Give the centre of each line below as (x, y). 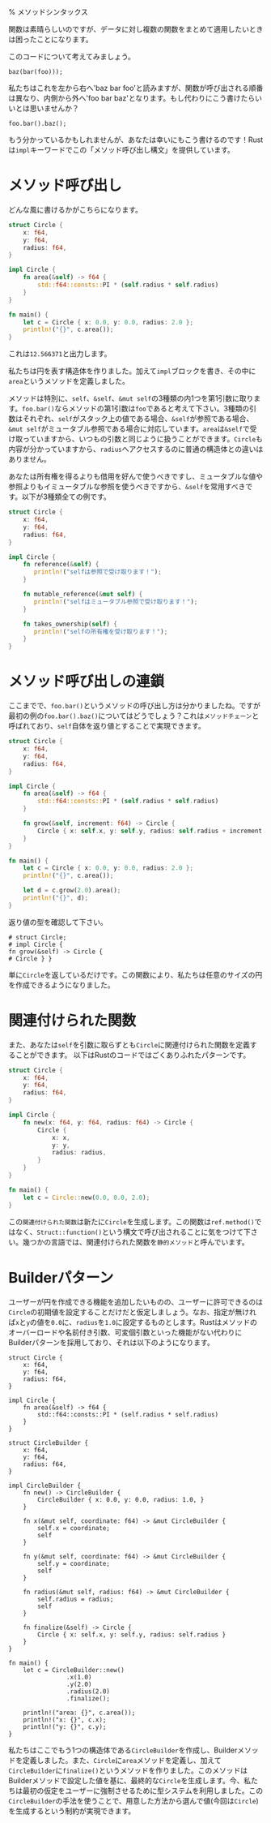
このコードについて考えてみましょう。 (72, 56)
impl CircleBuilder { (45, 1485)
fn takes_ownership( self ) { (70, 624)
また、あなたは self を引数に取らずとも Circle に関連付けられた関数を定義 (129, 1044)
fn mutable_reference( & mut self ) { (83, 595)
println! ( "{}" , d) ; (56, 898)
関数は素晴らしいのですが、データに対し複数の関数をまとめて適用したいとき (136, 29)
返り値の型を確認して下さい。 (58, 922)
